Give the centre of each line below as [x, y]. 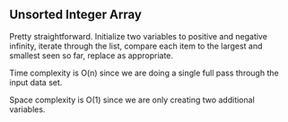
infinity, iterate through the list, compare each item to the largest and [136, 46]
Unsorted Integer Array [75, 15]
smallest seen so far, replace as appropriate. [91, 55]
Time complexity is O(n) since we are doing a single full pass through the [144, 73]
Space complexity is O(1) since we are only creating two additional [132, 100]
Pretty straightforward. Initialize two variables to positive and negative [138, 36]
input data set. [36, 82]
